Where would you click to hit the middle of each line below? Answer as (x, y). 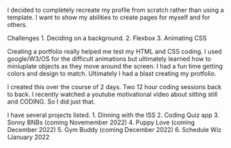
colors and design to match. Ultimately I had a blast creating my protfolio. (112, 73)
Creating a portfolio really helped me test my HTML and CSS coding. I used (114, 52)
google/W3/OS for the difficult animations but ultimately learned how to (109, 59)
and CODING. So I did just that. (51, 102)
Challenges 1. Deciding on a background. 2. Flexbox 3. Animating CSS (107, 38)
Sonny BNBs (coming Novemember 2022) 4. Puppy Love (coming (101, 122)
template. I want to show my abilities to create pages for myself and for (109, 17)
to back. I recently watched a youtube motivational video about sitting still (112, 94)
